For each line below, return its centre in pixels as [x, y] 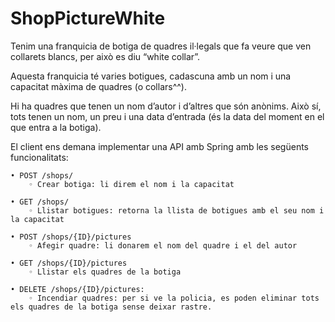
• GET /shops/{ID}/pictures [69, 263]
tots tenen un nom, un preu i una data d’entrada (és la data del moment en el [167, 116]
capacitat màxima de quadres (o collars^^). [98, 86]
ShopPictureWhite [88, 18]
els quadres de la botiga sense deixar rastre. [111, 307]
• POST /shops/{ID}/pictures [71, 237]
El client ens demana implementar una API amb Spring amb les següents [159, 146]
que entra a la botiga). [56, 127]
